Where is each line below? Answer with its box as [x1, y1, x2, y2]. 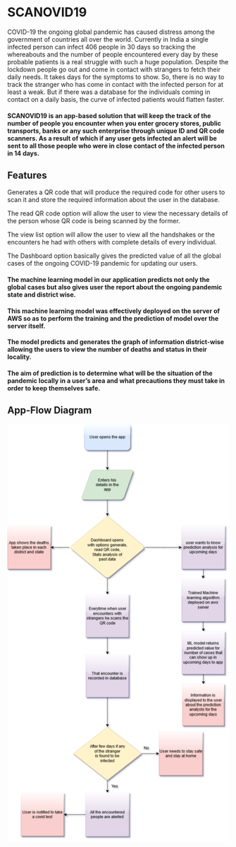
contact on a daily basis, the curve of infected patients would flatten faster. [7, 95, 225, 103]
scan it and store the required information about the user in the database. [7, 196, 220, 204]
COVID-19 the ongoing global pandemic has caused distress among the [7, 28, 215, 36]
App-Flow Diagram [7, 404, 92, 417]
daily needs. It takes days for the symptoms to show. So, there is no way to [7, 72, 225, 81]
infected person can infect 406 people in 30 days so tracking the [7, 42, 196, 51]
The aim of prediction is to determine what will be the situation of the [7, 369, 213, 377]
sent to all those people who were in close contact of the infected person [7, 141, 225, 150]
